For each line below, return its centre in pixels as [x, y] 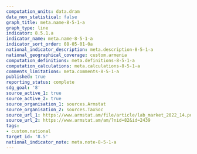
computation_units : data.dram [43, 11]
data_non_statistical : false [42, 17]
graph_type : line [27, 28]
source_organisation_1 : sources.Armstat [56, 104]
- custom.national [28, 131]
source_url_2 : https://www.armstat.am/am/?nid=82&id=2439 [78, 121]
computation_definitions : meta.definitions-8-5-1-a [70, 60]
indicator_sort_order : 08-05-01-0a [50, 45]
